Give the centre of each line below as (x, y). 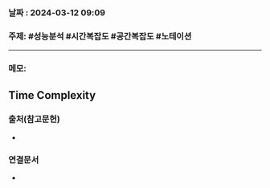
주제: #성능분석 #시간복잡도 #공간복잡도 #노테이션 (100, 36)
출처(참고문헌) (34, 120)
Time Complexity (52, 95)
